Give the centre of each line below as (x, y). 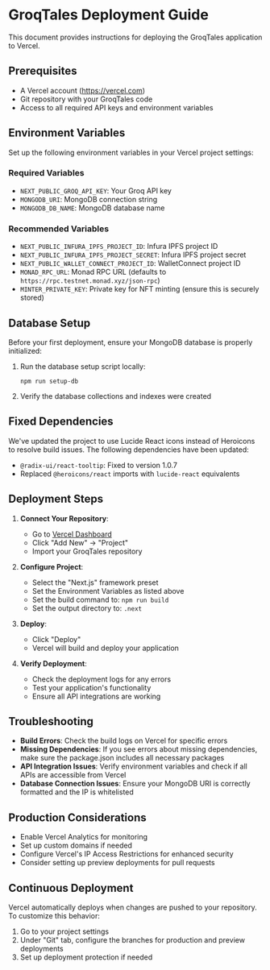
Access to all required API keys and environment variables (116, 107)
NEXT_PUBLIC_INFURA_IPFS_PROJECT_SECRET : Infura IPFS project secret (133, 255)
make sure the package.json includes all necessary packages (122, 758)
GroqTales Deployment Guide (109, 15)
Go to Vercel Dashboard (72, 534)
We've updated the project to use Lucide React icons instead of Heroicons (132, 441)
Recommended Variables (59, 229)
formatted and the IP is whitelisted (77, 792)
